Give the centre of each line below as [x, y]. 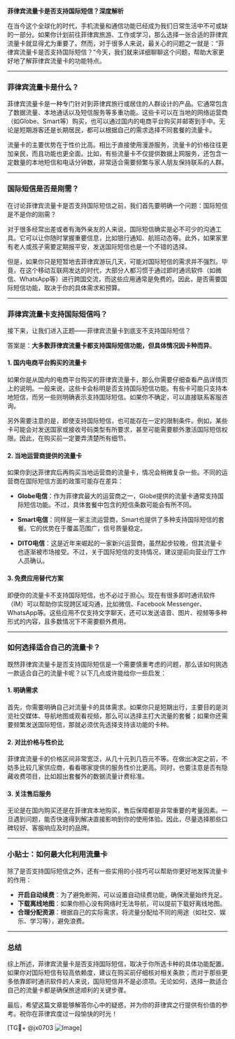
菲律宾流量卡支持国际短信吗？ [58, 314]
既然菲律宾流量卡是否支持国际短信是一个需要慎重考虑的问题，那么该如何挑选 [117, 664]
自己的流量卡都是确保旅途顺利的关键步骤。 [69, 990]
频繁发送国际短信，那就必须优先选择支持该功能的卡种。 [93, 725]
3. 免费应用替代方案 [36, 578]
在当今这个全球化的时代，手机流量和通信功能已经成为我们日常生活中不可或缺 [117, 26]
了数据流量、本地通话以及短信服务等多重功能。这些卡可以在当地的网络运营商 [117, 113]
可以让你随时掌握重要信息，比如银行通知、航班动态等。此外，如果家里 [127, 238]
